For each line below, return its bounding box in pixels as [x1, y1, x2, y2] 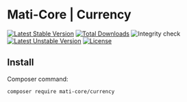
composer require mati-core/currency [7, 88, 115, 95]
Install [7, 57, 34, 68]
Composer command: [7, 75, 68, 83]
